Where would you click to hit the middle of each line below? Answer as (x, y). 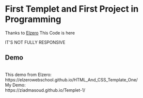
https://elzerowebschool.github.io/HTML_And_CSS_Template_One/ (71, 79)
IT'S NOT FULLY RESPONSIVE (35, 42)
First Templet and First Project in (72, 9)
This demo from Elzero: (28, 75)
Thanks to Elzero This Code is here (40, 33)
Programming (33, 19)
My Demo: (15, 85)
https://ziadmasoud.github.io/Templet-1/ (45, 90)
